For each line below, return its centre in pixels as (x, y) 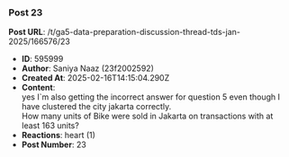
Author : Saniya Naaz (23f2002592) (88, 68)
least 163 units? (50, 126)
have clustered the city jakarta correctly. (96, 107)
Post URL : (27, 32)
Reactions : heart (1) (59, 135)
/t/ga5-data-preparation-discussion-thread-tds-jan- (144, 32)
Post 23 (26, 13)
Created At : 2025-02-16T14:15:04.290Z (95, 78)
